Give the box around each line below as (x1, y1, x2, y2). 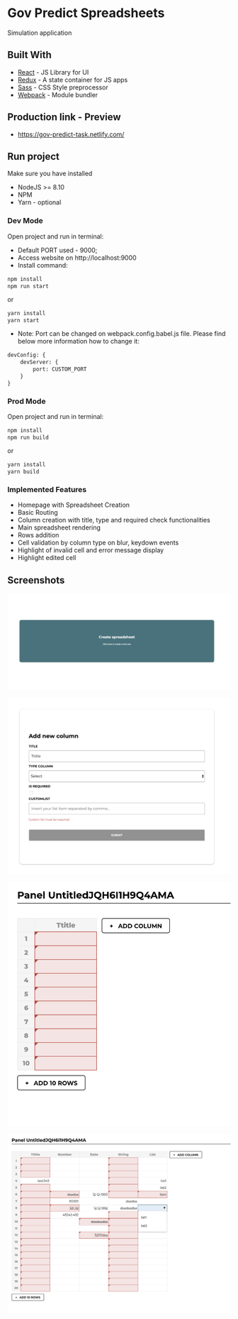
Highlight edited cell (17, 554, 76, 562)
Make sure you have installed (7, 169, 93, 178)
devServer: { (20, 359, 59, 366)
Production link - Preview (7, 111, 122, 124)
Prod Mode (7, 396, 46, 406)
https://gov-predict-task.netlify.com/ (17, 130, 125, 138)
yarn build (7, 468, 40, 475)
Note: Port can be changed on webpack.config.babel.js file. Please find (17, 329, 226, 338)
